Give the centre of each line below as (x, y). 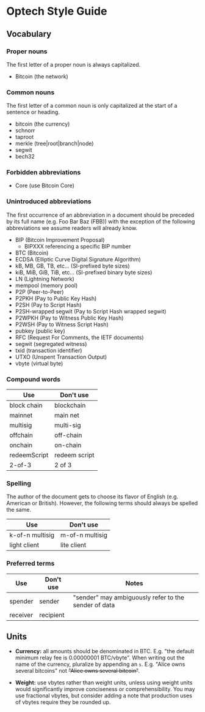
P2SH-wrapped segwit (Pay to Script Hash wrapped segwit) (91, 311)
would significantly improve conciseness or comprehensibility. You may (105, 689)
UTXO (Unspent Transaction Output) (61, 357)
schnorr (25, 130)
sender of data (94, 605)
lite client (73, 545)
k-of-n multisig (32, 535)
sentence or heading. (33, 112)
